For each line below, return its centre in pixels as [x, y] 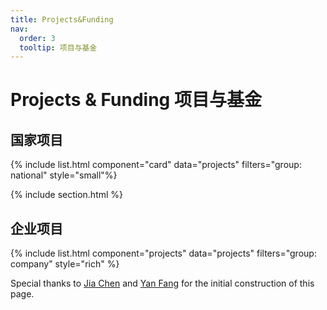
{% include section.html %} [67, 195]
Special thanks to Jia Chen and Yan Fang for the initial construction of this [162, 283]
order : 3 [37, 38]
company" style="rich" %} [65, 264]
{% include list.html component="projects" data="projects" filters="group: [163, 253]
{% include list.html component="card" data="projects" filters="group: [156, 165]
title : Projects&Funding [62, 19]
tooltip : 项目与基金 [58, 47]
